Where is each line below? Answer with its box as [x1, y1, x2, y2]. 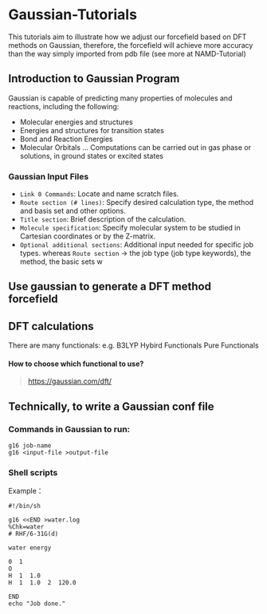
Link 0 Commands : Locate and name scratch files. [19, 189, 179, 199]
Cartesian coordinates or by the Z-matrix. [19, 231, 156, 241]
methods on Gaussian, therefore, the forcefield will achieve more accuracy [8, 40, 253, 49]
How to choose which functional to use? [8, 359, 144, 368]
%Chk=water [8, 523, 45, 531]
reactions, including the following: [8, 101, 120, 111]
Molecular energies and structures [19, 117, 133, 127]
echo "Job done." [8, 600, 66, 608]
